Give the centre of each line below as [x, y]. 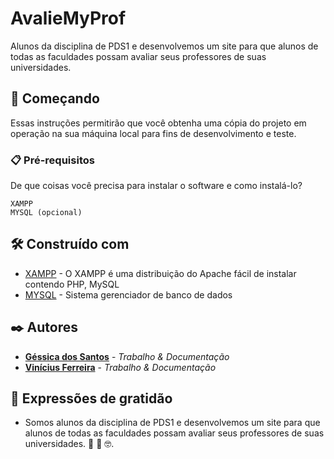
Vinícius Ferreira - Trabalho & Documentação [120, 367]
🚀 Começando [55, 98]
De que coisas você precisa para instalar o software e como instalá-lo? [156, 186]
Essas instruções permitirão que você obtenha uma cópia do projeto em [158, 123]
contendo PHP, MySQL [72, 284]
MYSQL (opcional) [46, 213]
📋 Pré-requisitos [52, 160]
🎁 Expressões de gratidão [91, 398]
